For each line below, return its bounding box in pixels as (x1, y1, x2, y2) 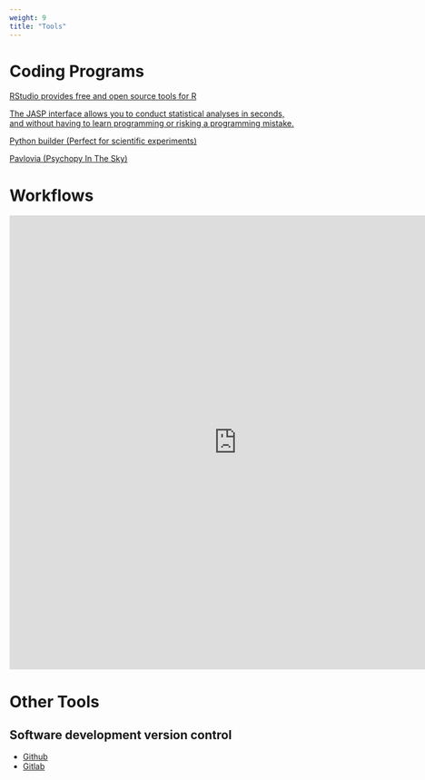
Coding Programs (9, 61, 145, 82)
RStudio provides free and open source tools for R (9, 91, 197, 102)
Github (22, 751, 48, 763)
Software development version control (9, 727, 232, 743)
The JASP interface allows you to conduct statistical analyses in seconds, (9, 108, 285, 119)
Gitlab (22, 761, 45, 772)
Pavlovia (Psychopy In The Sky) (9, 153, 128, 164)
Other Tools (9, 691, 100, 712)
